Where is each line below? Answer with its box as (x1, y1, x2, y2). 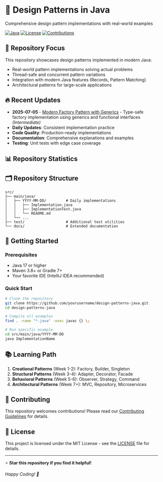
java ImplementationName (5, 336, 55, 341)
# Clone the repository (5, 296, 53, 301)
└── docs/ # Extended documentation (5, 223, 118, 228)
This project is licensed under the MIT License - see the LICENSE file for (5, 441, 149, 446)
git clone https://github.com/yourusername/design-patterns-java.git (5, 300, 149, 306)
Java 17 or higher (12, 262, 47, 268)
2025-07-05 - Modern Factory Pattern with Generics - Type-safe (12, 109, 144, 115)
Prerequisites (5, 252, 37, 259)
